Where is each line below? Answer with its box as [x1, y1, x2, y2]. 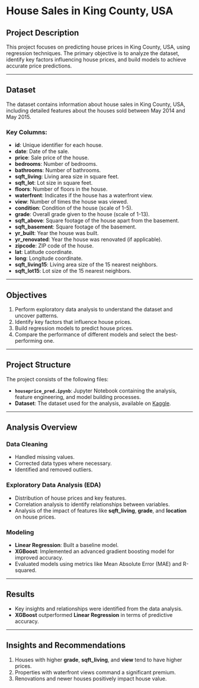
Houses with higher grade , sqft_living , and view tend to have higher [14, 656, 182, 663]
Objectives [6, 290, 47, 300]
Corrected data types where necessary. [14, 460, 112, 467]
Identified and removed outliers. [14, 466, 93, 473]
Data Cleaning [6, 440, 48, 448]
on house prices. [14, 513, 56, 520]
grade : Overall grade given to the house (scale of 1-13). [14, 211, 150, 218]
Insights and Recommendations [6, 641, 126, 651]
